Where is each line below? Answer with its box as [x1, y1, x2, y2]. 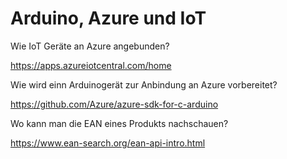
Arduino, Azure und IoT [10, 7, 207, 30]
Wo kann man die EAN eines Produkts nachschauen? [10, 117, 229, 129]
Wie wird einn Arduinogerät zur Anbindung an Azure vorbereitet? [10, 78, 278, 91]
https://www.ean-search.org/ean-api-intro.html [10, 137, 206, 149]
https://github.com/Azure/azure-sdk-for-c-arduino [10, 98, 219, 110]
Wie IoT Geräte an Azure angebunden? [10, 40, 170, 52]
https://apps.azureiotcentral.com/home [10, 59, 172, 71]
